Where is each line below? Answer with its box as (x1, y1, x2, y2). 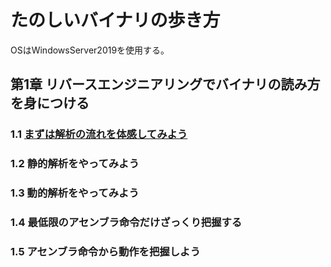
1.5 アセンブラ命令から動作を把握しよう (10, 244, 201, 258)
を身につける (10, 95, 90, 112)
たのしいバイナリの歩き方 (10, 9, 221, 32)
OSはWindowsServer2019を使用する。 (10, 44, 170, 56)
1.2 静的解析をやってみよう (10, 157, 140, 171)
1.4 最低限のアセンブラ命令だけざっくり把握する (10, 216, 243, 230)
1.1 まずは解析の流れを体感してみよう (10, 127, 188, 141)
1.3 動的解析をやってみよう (10, 186, 140, 200)
